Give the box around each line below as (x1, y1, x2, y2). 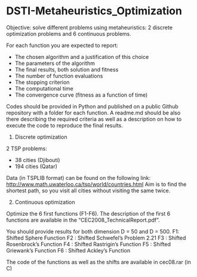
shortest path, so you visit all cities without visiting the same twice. (6, 186, 171, 194)
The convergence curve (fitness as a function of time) (14, 91, 148, 98)
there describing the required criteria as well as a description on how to (6, 115, 182, 123)
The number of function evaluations (14, 72, 103, 79)
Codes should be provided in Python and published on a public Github (6, 102, 179, 110)
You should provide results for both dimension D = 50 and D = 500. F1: (6, 228, 180, 235)
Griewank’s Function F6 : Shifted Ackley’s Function (6, 247, 130, 254)
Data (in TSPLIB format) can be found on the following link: (6, 174, 151, 181)
